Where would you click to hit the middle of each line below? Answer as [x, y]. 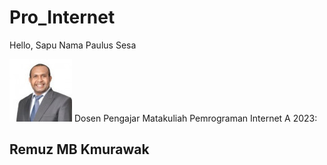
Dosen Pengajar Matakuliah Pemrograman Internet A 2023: [195, 118]
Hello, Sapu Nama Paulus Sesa [73, 45]
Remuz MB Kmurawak [79, 149]
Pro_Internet [62, 17]
